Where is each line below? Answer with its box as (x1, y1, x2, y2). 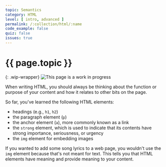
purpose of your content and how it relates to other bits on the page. (5, 89, 147, 95)
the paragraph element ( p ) (12, 114, 67, 120)
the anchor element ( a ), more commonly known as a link (12, 119, 129, 125)
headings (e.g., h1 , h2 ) (12, 108, 58, 115)
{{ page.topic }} (5, 58, 72, 69)
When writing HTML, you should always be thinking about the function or (5, 84, 157, 90)
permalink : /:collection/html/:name (5, 21, 82, 27)
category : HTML (5, 12, 37, 17)
